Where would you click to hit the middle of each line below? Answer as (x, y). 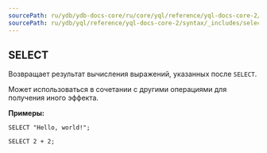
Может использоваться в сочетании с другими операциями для (118, 90)
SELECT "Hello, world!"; (49, 128)
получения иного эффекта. (54, 98)
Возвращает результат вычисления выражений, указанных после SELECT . (133, 74)
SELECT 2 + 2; (32, 142)
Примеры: (27, 113)
